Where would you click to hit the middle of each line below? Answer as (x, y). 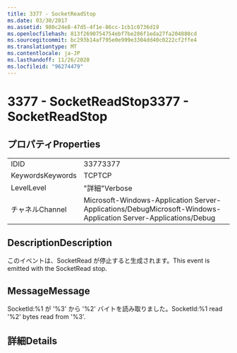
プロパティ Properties (54, 145)
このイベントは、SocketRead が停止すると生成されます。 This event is (109, 261)
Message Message (49, 291)
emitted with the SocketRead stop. (57, 269)
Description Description (60, 243)
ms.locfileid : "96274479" (45, 66)
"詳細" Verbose (108, 188)
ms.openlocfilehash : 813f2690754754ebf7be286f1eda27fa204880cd (102, 34)
